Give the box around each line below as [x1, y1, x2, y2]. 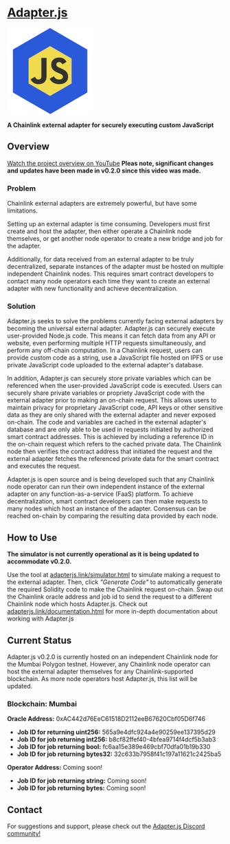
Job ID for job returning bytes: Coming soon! [16, 784, 146, 792]
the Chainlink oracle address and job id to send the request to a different [7, 593, 212, 601]
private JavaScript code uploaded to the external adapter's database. [7, 361, 204, 369]
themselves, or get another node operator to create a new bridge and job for [7, 235, 223, 243]
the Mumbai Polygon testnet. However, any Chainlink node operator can [7, 660, 211, 668]
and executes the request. [7, 462, 81, 470]
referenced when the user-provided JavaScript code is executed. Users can [7, 382, 222, 390]
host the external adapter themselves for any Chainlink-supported [7, 667, 194, 675]
